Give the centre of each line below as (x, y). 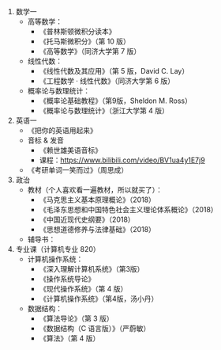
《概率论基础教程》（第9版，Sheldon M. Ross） (115, 101)
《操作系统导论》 (67, 279)
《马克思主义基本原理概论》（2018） (97, 200)
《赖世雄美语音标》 (71, 150)
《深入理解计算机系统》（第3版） (92, 269)
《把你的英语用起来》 (62, 130)
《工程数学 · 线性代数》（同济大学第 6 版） (107, 81)
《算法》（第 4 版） (69, 338)
